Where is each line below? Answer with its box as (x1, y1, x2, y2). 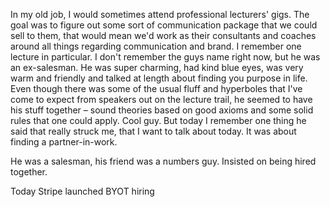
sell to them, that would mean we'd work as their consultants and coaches (10, 30, 317, 41)
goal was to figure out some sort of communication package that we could (10, 19, 318, 31)
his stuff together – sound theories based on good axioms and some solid (10, 104, 314, 116)
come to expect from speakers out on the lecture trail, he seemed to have (10, 94, 313, 105)
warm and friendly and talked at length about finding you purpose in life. (10, 72, 308, 84)
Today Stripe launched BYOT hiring (10, 185, 155, 197)
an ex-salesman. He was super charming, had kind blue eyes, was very (10, 62, 304, 73)
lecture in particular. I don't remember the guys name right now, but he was (10, 51, 321, 63)
